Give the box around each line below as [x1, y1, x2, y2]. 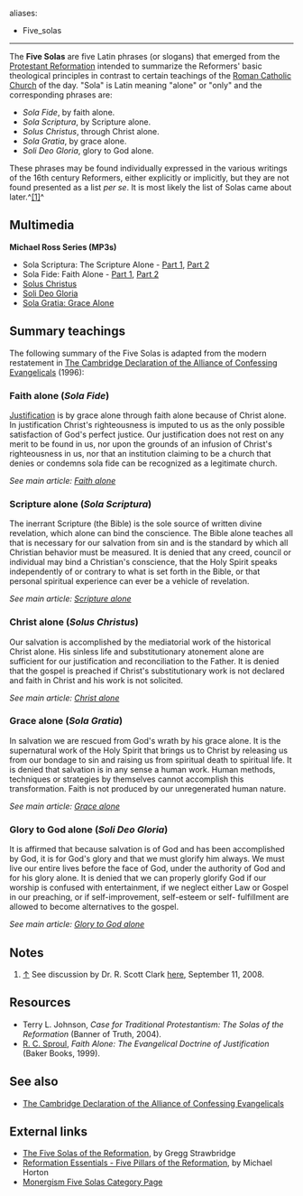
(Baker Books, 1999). [22, 1047, 101, 1059]
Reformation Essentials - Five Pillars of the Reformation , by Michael [22, 1157, 273, 1168]
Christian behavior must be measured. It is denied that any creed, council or [9, 547, 291, 558]
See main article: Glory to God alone [9, 919, 145, 930]
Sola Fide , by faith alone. [22, 107, 115, 117]
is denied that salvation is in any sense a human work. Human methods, [9, 764, 276, 774]
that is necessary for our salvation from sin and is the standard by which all [9, 537, 289, 549]
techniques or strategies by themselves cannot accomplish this [9, 774, 244, 784]
